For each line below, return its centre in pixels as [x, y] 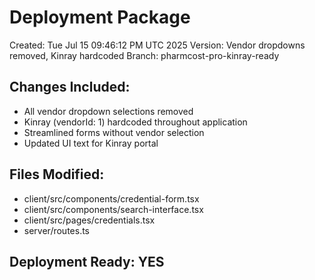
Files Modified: [57, 174]
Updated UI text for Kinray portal [91, 143]
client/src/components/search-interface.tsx [113, 209]
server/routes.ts [57, 230]
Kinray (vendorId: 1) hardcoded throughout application [135, 122]
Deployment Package [100, 17]
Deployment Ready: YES [87, 261]
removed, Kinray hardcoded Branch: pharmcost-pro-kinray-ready [144, 55]
